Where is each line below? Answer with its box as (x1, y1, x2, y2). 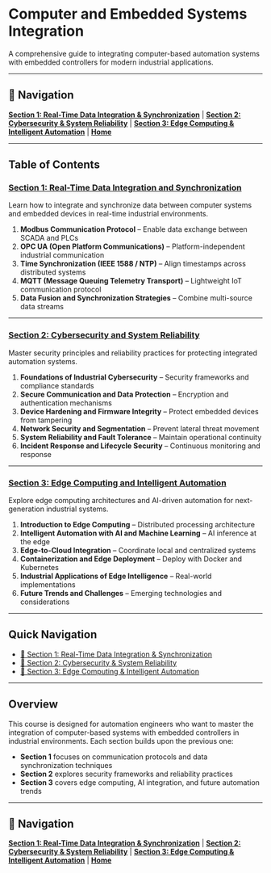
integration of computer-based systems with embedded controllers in (8, 728, 240, 737)
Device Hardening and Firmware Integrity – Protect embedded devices (19, 406, 260, 416)
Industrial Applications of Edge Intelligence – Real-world (19, 571, 212, 581)
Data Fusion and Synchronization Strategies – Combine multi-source (19, 293, 252, 303)
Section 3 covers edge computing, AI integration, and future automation (19, 777, 261, 787)
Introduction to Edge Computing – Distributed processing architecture (19, 520, 256, 530)
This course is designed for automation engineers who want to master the (8, 719, 254, 728)
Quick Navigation (8, 627, 98, 642)
